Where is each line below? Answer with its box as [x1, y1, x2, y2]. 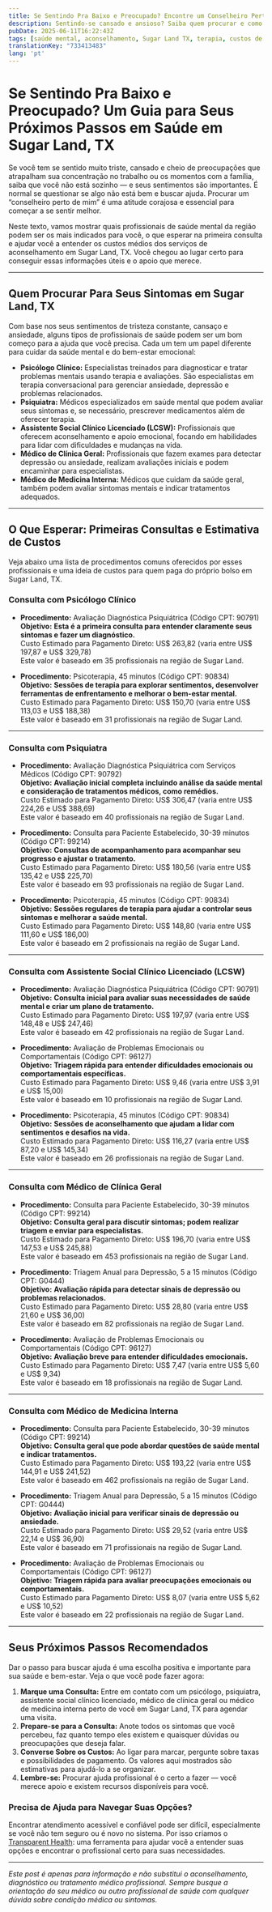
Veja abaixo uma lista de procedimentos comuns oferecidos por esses [8, 556, 243, 567]
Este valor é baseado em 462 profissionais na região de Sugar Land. [19, 1476, 249, 1485]
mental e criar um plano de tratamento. [19, 1002, 155, 1011]
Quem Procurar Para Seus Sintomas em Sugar [8, 287, 244, 300]
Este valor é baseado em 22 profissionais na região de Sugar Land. [19, 1610, 244, 1620]
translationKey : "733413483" [8, 42, 107, 50]
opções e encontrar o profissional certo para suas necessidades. [8, 1846, 226, 1855]
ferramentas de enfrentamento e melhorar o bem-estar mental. [19, 688, 237, 698]
